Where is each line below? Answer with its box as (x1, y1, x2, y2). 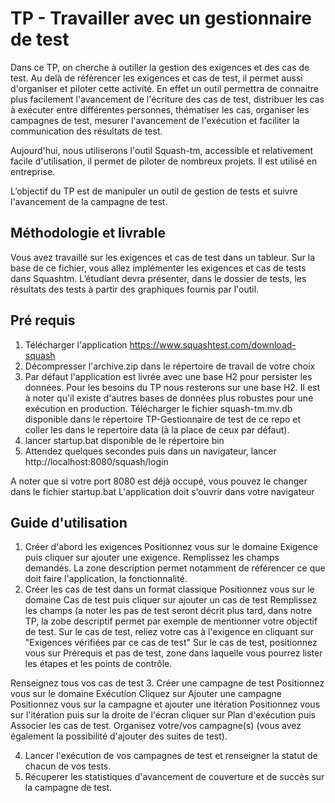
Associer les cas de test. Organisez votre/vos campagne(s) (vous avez (10, 720, 302, 732)
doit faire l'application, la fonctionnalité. (24, 573, 188, 585)
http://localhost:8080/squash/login (24, 455, 169, 467)
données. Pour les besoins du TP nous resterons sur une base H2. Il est (24, 381, 321, 393)
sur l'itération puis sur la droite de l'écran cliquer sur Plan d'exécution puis (10, 709, 316, 721)
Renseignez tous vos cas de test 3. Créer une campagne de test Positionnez (10, 677, 325, 689)
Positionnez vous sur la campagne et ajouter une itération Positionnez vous (10, 698, 321, 711)
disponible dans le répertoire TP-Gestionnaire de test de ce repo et (24, 413, 302, 425)
